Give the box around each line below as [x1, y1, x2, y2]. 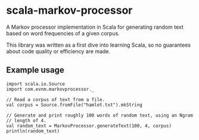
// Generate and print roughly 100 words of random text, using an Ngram [6, 112, 194, 118]
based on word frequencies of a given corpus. [6, 29, 120, 36]
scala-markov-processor [6, 4, 133, 17]
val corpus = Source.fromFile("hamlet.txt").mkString [6, 102, 143, 108]
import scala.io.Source [6, 81, 66, 87]
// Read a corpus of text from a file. [6, 96, 105, 102]
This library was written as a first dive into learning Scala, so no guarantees [6, 41, 191, 48]
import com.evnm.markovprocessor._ [6, 86, 95, 92]
